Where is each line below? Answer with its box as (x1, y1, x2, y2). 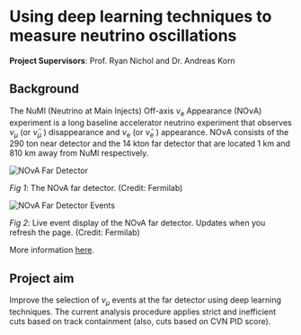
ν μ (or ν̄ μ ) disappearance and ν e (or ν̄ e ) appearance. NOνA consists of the (9, 126, 289, 140)
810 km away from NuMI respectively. (9, 148, 149, 158)
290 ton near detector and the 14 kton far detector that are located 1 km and (9, 138, 290, 149)
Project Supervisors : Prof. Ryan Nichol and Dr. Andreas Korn (9, 55, 235, 66)
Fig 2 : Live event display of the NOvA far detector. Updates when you (9, 218, 266, 229)
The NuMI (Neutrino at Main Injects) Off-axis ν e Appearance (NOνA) (9, 105, 262, 118)
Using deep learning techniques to (9, 6, 272, 27)
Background (9, 81, 79, 96)
